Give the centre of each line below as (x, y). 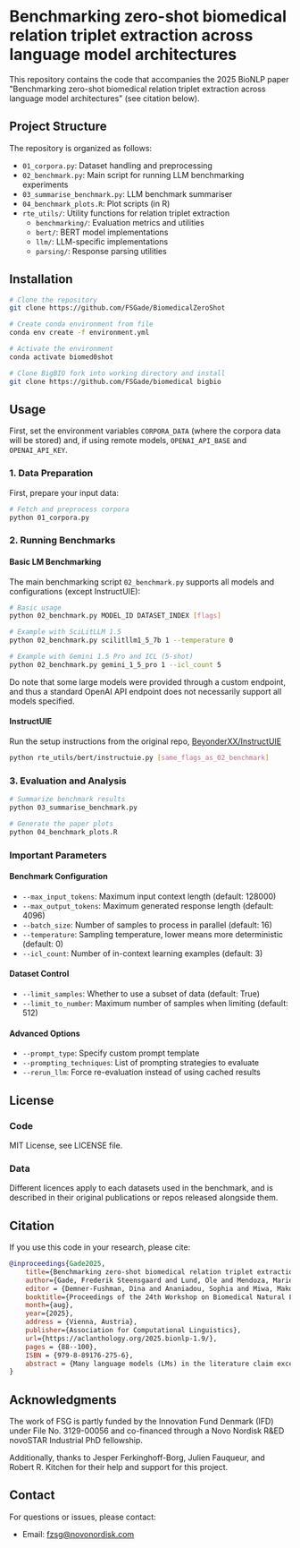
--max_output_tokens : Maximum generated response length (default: (148, 905)
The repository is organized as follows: (81, 148)
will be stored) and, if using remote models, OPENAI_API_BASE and (128, 440)
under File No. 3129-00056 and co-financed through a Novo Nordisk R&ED (147, 1431)
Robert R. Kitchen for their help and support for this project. (119, 1467)
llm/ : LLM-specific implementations (102, 241)
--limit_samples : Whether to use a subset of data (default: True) (141, 994)
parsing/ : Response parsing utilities (101, 251)
